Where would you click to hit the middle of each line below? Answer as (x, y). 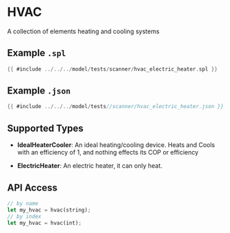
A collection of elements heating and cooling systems (84, 31)
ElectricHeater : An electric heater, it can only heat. (90, 166)
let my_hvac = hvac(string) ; (49, 210)
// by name (23, 203)
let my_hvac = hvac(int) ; (44, 223)
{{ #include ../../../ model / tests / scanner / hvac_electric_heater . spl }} (112, 69)
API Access (32, 188)
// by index (24, 216)
